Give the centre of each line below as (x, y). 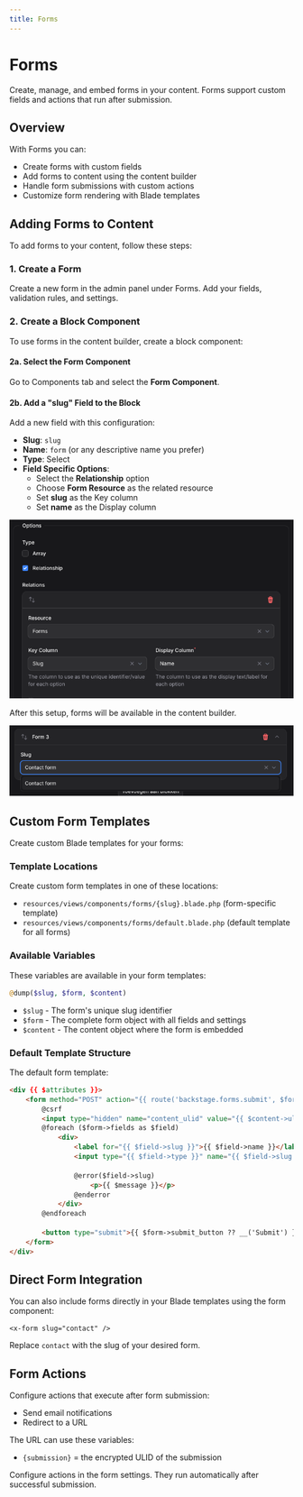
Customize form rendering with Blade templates (111, 196)
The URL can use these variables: (72, 1440)
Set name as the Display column (96, 507)
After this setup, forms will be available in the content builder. (123, 713)
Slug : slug (41, 440)
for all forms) (46, 932)
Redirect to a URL (55, 1423)
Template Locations (54, 867)
